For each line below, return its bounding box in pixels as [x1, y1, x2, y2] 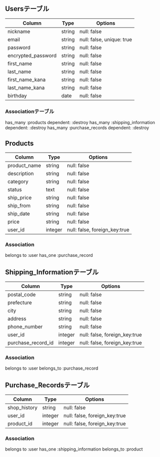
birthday [7, 92, 27, 99]
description [7, 170, 34, 177]
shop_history [7, 404, 38, 411]
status [7, 186, 22, 193]
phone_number [7, 323, 43, 330]
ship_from [7, 202, 31, 209]
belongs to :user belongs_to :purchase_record [5, 365, 98, 372]
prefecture [7, 299, 32, 306]
